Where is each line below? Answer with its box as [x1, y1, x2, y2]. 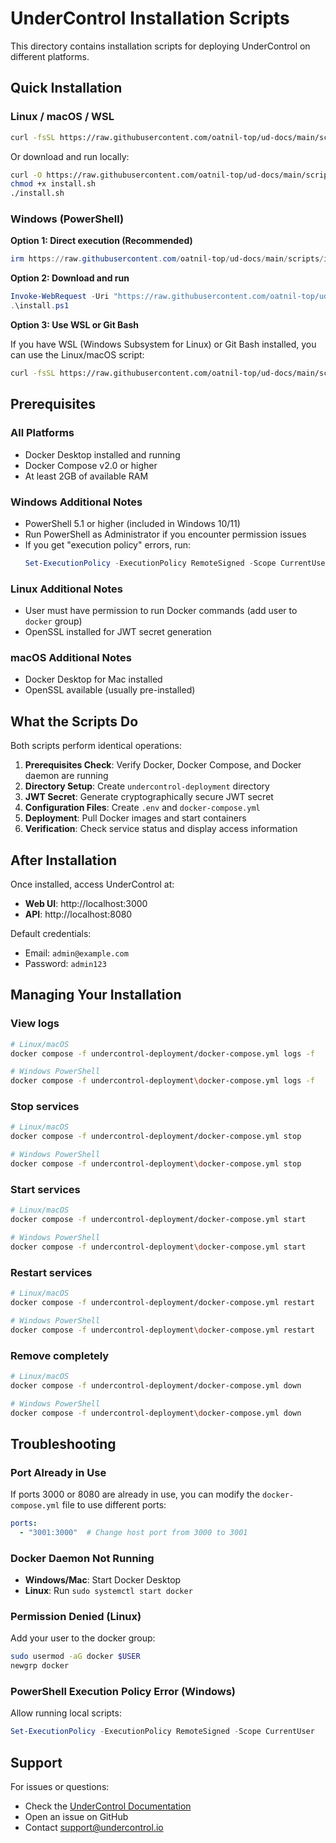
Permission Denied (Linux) [10, 1610, 142, 1624]
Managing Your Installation [10, 987, 182, 1004]
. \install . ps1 [10, 301, 70, 311]
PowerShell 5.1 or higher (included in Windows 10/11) [24, 517, 241, 529]
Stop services [10, 1100, 80, 1114]
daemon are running [24, 770, 109, 782]
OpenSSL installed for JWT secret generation [24, 626, 212, 638]
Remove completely [10, 1348, 110, 1362]
